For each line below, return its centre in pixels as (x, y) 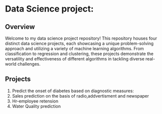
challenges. (29, 64)
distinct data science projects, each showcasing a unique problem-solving (79, 43)
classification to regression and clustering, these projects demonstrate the (79, 54)
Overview (20, 27)
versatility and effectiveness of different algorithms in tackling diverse (75, 59)
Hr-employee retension (35, 101)
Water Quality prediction (36, 106)
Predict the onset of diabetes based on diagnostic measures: (73, 91)
